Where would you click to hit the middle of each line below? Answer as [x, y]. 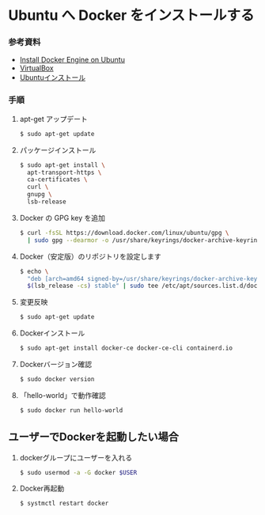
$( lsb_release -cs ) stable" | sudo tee [93, 286]
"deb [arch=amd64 [56, 278]
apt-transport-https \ [64, 172]
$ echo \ [34, 271]
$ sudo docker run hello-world [71, 410]
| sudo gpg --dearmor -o [68, 240]
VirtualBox [36, 68]
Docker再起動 [42, 488]
